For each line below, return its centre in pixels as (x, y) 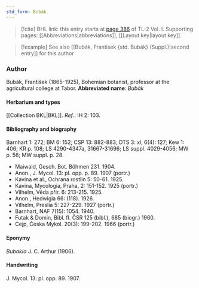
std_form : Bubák (26, 12)
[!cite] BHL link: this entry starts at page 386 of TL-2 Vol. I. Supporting (107, 29)
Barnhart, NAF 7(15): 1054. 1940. (55, 211)
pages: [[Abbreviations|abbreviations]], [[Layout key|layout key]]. (101, 35)
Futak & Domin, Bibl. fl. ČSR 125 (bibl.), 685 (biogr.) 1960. (85, 218)
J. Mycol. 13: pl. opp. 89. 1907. (43, 278)
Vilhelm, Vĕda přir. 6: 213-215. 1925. (59, 192)
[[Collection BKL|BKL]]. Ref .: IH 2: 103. (53, 115)
